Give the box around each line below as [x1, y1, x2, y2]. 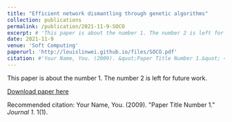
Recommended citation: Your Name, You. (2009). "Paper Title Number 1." [7, 101, 215, 109]
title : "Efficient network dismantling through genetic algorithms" [7, 10, 209, 17]
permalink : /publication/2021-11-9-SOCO [7, 23, 126, 30]
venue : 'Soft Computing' [7, 42, 79, 49]
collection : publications [7, 17, 81, 23]
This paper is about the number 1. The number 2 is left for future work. [7, 74, 208, 82]
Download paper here [7, 87, 69, 95]
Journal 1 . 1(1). [7, 108, 48, 116]
